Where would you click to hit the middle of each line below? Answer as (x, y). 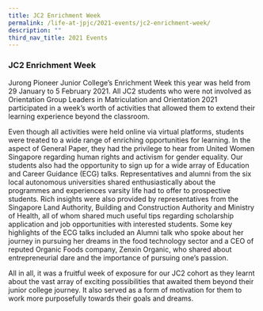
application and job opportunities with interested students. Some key (120, 224)
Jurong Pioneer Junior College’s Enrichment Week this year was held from (130, 82)
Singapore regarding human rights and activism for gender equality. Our (126, 157)
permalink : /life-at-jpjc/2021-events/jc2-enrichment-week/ (110, 23)
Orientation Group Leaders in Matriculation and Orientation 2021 (113, 99)
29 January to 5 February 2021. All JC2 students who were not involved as (130, 91)
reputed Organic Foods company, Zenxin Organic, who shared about (120, 249)
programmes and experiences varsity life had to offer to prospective (120, 190)
